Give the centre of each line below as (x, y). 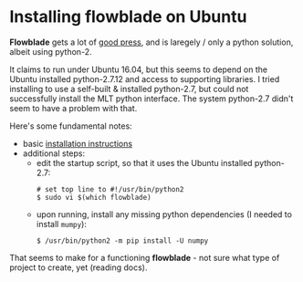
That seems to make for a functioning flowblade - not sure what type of (145, 257)
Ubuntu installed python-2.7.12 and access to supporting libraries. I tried (145, 78)
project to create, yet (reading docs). (78, 267)
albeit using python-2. (51, 51)
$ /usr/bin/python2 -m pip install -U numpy (122, 240)
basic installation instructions (78, 143)
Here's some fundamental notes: (71, 126)
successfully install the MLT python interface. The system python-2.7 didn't (151, 99)
